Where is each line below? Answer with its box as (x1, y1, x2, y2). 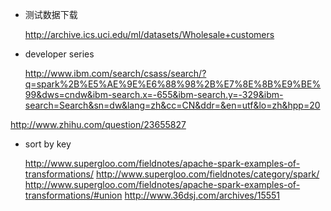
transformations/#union (24, 189, 123, 201)
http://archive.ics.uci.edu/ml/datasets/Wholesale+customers (24, 29, 275, 40)
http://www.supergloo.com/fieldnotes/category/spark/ (95, 168, 320, 180)
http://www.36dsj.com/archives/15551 (124, 189, 281, 201)
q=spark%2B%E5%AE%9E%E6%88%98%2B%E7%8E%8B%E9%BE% (24, 78, 322, 90)
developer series (24, 48, 95, 60)
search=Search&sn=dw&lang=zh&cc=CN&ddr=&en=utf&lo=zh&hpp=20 (24, 99, 321, 111)
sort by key (24, 138, 72, 150)
